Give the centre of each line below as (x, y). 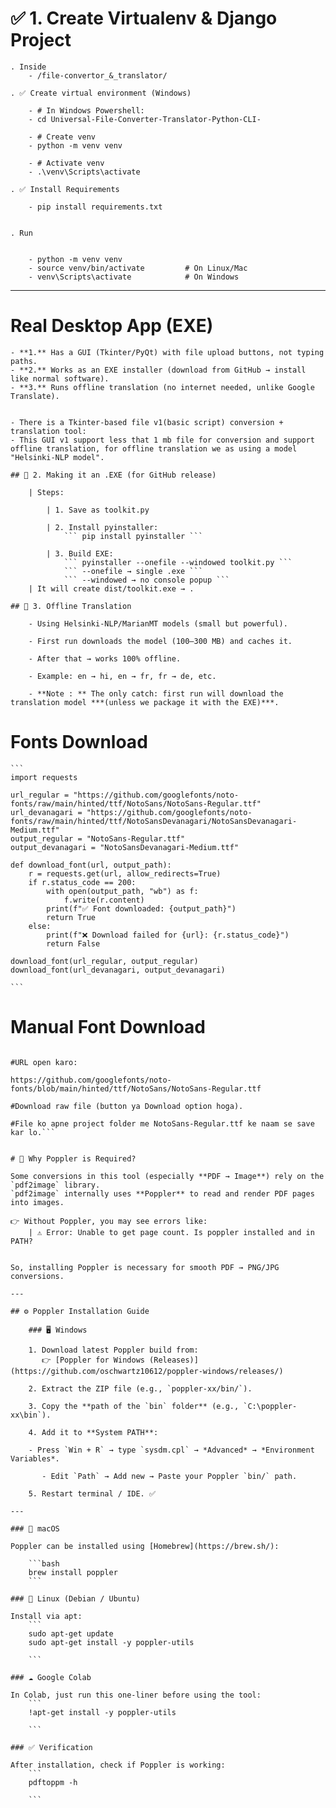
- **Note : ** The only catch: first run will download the (156, 693)
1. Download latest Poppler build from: (113, 1350)
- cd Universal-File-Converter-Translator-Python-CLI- (145, 119)
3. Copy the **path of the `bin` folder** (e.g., (134, 1406)
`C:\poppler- (270, 1406)
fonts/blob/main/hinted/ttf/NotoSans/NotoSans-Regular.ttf (136, 1088)
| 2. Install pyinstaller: (102, 527)
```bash (44, 1563)
